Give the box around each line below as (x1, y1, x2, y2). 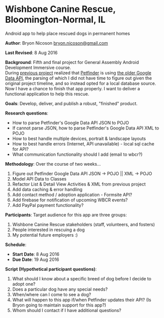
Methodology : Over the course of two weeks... (5, 161, 101, 167)
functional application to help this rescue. (5, 91, 89, 97)
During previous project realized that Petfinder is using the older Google (5, 69, 152, 75)
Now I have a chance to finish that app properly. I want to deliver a (5, 85, 140, 91)
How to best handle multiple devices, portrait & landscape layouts (12, 135, 146, 141)
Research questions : (5, 110, 48, 116)
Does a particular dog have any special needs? (12, 286, 108, 292)
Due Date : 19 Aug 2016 (12, 256, 59, 262)
